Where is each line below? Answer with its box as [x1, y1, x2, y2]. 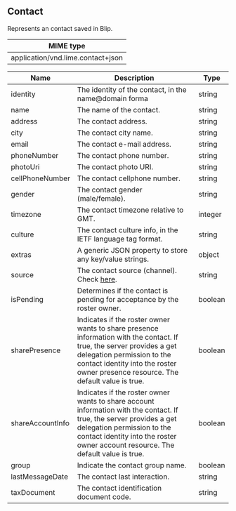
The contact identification [77, 483, 162, 493]
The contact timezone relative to [77, 205, 184, 215]
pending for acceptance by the [77, 294, 179, 304]
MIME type [48, 41, 86, 51]
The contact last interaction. [77, 472, 170, 482]
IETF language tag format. [77, 234, 163, 244]
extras [11, 249, 32, 259]
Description [114, 73, 155, 83]
